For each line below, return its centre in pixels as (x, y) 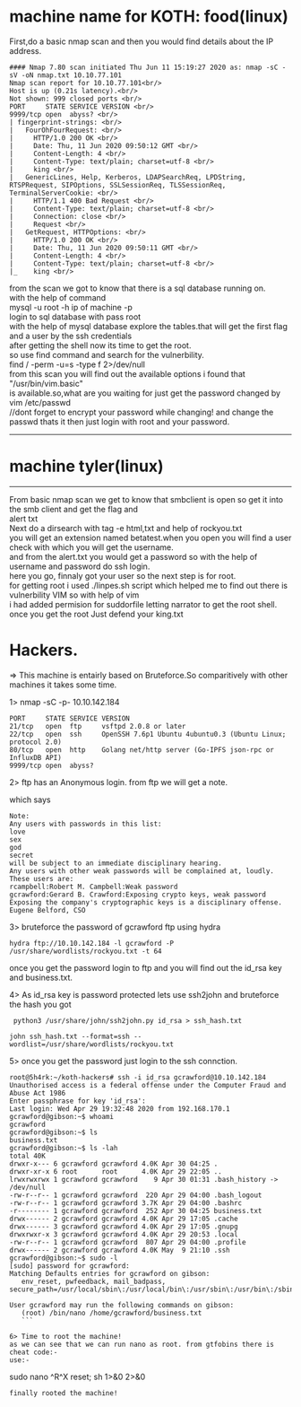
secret (21, 855)
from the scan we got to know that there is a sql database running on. (138, 288)
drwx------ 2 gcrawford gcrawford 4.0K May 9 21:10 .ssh (120, 1250)
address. (26, 50)
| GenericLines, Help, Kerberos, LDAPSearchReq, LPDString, (128, 177)
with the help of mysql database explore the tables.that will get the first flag (149, 326)
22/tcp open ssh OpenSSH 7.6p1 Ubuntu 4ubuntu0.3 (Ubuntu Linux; (148, 734)
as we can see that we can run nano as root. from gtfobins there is (142, 1344)
